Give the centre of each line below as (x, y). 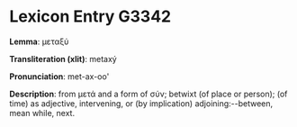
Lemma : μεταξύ (39, 41)
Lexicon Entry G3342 (90, 17)
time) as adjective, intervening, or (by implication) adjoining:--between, (141, 103)
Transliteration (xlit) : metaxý (63, 59)
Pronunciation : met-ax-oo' (59, 76)
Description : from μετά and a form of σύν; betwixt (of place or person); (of (148, 94)
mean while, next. (42, 113)
